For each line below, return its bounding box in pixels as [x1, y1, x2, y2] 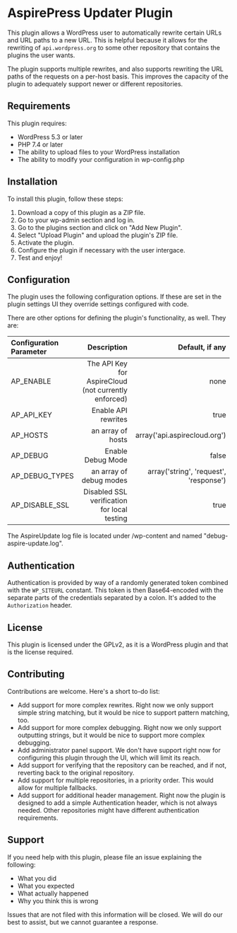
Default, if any [177, 342, 226, 352]
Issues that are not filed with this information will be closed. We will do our [7, 910, 224, 919]
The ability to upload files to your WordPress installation [17, 147, 180, 156]
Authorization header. [7, 601, 73, 610]
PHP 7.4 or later [17, 140, 63, 149]
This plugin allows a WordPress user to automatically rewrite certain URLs [7, 28, 222, 37]
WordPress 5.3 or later [17, 132, 83, 141]
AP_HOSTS [11, 430, 48, 440]
